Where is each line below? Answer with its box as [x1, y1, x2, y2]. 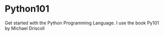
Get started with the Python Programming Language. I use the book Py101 [5, 20, 159, 26]
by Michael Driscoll [5, 25, 45, 31]
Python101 [5, 3, 49, 15]
